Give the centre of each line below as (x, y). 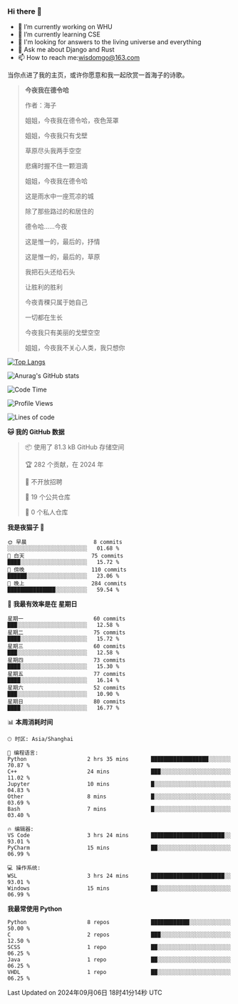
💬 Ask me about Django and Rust (66, 50)
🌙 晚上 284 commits (67, 584)
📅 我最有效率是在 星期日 (42, 604)
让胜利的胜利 (43, 287)
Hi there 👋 (25, 11)
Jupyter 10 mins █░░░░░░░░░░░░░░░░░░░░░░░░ (119, 784)
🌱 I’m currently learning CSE (59, 34)
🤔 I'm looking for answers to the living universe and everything (109, 42)
